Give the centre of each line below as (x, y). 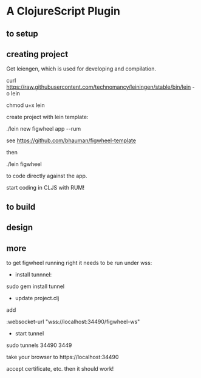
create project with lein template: (47, 117)
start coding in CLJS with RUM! (46, 188)
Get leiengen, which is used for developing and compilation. (81, 69)
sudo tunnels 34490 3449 (39, 345)
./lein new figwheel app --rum (43, 129)
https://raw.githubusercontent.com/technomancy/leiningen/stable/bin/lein (99, 87)
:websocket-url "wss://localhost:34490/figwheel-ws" (73, 321)
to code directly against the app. (47, 176)
